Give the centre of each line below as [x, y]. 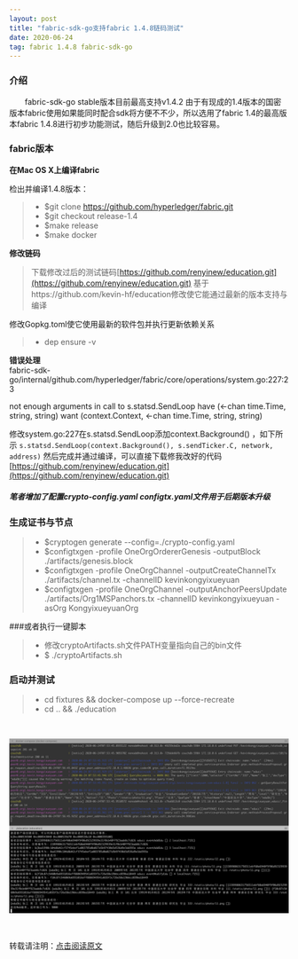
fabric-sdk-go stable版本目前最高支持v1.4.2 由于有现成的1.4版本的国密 [153, 101]
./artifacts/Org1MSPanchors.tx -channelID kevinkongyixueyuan [159, 599]
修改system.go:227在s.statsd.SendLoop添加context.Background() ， [134, 434]
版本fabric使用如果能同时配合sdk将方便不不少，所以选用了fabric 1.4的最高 [144, 113]
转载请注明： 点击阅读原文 [56, 946]
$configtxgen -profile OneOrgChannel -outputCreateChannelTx [160, 570]
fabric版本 [31, 149]
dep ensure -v [70, 342]
